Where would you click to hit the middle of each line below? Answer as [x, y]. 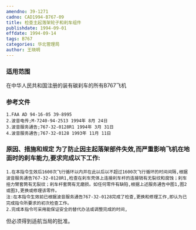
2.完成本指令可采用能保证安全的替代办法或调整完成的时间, [67, 209]
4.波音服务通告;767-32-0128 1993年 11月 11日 [59, 134]
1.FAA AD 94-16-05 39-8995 [39, 115]
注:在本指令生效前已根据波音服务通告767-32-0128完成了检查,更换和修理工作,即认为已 [97, 197]
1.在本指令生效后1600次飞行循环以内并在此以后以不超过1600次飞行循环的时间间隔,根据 [97, 172]
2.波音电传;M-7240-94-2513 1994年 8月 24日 [57, 121]
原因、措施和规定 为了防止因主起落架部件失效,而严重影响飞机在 [95, 149]
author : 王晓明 [23, 50]
